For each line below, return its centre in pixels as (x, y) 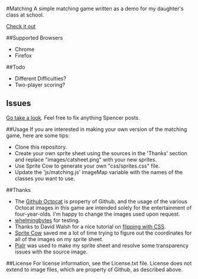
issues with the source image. (51, 252)
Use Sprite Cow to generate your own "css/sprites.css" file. (87, 166)
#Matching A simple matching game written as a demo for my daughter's (95, 9)
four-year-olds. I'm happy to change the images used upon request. (97, 214)
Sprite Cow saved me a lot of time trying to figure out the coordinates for (103, 233)
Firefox (23, 55)
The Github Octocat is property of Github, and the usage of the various (101, 201)
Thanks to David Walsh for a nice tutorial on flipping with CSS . (90, 226)
